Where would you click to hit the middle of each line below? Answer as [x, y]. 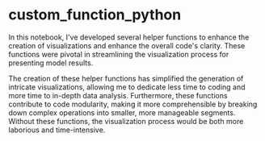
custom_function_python [95, 15]
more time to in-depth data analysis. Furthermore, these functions [118, 95]
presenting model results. [51, 63]
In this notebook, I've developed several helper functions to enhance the [129, 37]
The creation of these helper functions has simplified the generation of [126, 78]
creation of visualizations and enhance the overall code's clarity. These [127, 45]
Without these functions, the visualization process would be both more [126, 121]
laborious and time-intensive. [57, 130]
